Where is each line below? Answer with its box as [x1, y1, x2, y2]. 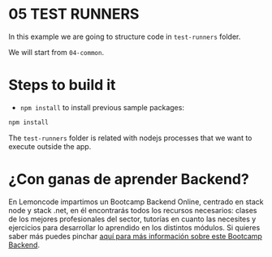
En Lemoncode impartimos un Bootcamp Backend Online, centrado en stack [8, 196, 264, 207]
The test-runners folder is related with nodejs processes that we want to [8, 133, 253, 143]
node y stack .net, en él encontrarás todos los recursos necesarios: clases [8, 205, 257, 215]
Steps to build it [8, 76, 116, 94]
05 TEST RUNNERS [8, 5, 140, 24]
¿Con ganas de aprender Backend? [8, 169, 249, 188]
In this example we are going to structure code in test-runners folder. [8, 32, 241, 41]
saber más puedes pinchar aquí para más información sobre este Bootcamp [8, 231, 262, 241]
